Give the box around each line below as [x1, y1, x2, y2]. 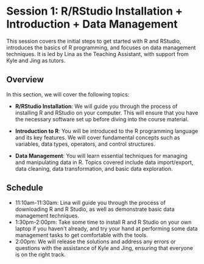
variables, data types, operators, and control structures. [15, 140, 155, 148]
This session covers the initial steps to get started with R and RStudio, [6, 37, 181, 45]
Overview [6, 74, 44, 85]
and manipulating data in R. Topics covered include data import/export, [15, 159, 194, 166]
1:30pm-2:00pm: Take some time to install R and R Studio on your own [15, 218, 192, 226]
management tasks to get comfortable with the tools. [15, 231, 148, 238]
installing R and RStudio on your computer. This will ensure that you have [15, 109, 199, 116]
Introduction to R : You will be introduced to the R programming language [15, 127, 199, 135]
